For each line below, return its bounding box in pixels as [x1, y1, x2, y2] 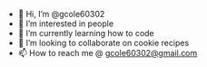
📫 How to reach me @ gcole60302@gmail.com [17, 48, 198, 58]
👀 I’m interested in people [17, 18, 114, 29]
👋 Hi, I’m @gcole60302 [17, 9, 105, 19]
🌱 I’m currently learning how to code [17, 28, 154, 38]
